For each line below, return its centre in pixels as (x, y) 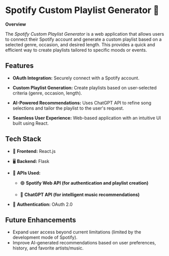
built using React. (31, 123)
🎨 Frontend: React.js (34, 151)
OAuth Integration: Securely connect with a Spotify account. (76, 78)
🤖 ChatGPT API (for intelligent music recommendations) (80, 194)
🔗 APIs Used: (26, 173)
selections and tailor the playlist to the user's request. (68, 108)
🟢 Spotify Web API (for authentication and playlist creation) (84, 183)
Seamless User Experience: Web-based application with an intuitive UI (87, 118)
